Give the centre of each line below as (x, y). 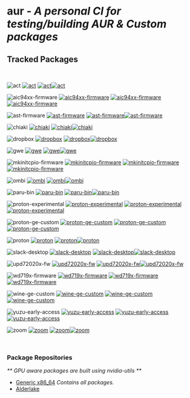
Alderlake (28, 389)
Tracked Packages (42, 59)
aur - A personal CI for (64, 11)
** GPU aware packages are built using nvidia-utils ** (74, 371)
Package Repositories (40, 357)
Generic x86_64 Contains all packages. (65, 382)
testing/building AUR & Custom (87, 24)
